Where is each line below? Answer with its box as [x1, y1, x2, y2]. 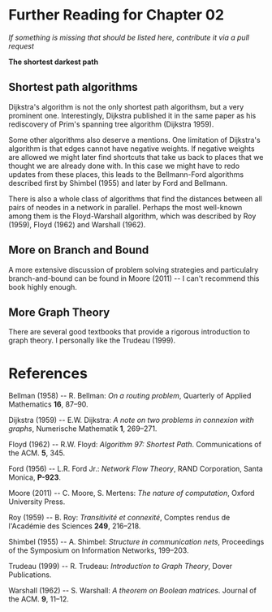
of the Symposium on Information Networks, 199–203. [8, 545, 189, 555]
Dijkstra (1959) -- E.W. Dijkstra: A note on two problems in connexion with [8, 416, 254, 425]
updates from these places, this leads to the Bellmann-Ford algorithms [8, 169, 244, 179]
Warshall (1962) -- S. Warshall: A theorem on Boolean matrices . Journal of [8, 586, 257, 596]
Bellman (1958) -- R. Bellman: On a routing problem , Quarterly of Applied [8, 391, 252, 401]
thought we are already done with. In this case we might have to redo [8, 161, 240, 170]
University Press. [8, 497, 66, 506]
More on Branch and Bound [8, 244, 149, 257]
